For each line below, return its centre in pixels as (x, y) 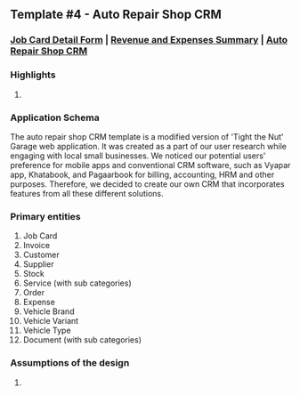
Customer (41, 255)
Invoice (36, 246)
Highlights (33, 75)
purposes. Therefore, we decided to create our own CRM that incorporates (147, 184)
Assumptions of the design (70, 363)
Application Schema (55, 117)
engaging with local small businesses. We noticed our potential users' (138, 156)
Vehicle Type (47, 331)
